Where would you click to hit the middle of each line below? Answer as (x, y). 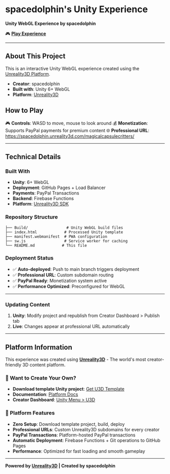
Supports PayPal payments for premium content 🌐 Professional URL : (77, 130)
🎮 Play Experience (26, 34)
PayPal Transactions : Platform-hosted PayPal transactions (74, 435)
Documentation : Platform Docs (45, 394)
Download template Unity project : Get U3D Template (69, 389)
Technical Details (33, 157)
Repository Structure (32, 217)
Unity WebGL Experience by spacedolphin (51, 23)
